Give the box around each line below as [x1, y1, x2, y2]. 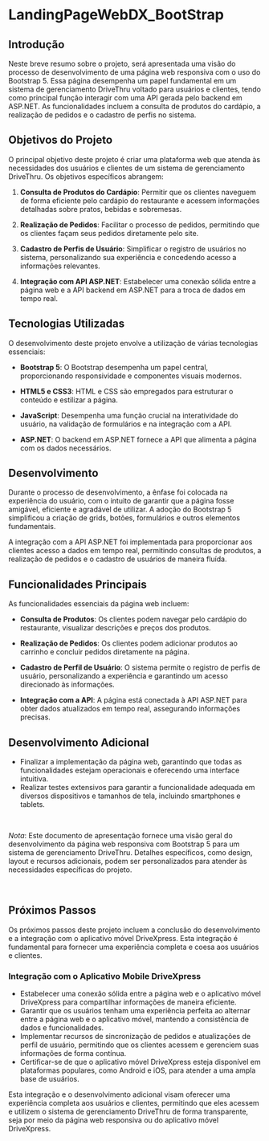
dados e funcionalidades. [19, 1023, 104, 1033]
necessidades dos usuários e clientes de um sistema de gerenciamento [8, 163, 245, 173]
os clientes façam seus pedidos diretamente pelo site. [19, 228, 199, 238]
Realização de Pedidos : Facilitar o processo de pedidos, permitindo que [19, 219, 260, 230]
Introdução [8, 38, 65, 51]
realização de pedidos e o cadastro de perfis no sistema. [8, 110, 197, 120]
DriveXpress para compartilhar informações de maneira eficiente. [19, 997, 237, 1007]
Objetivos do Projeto [8, 133, 113, 147]
